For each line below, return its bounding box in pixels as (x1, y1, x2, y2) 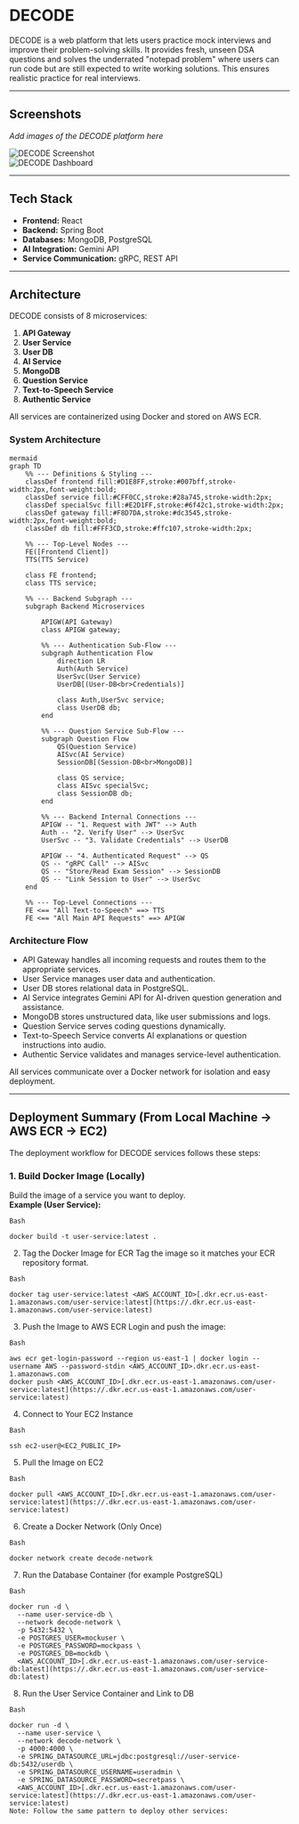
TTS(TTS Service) (25, 555, 90, 564)
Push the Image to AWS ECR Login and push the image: (21, 1322, 226, 1332)
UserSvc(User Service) (56, 672, 141, 681)
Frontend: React (21, 215, 83, 225)
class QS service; (56, 773, 125, 782)
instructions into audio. (21, 1039, 107, 1050)
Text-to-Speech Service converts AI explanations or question (21, 1030, 247, 1040)
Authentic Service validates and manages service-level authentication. (21, 1048, 282, 1060)
